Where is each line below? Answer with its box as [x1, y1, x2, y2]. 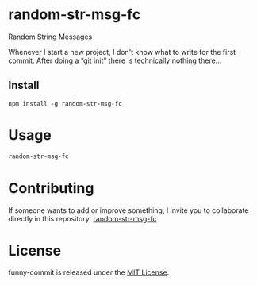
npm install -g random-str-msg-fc [8, 99, 123, 108]
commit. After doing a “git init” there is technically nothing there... [8, 56, 222, 65]
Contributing [8, 179, 94, 197]
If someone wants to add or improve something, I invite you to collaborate [8, 205, 249, 215]
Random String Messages [8, 32, 93, 41]
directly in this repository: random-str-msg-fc [8, 214, 157, 223]
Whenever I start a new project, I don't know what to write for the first [8, 47, 236, 56]
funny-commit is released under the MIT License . [8, 268, 170, 277]
